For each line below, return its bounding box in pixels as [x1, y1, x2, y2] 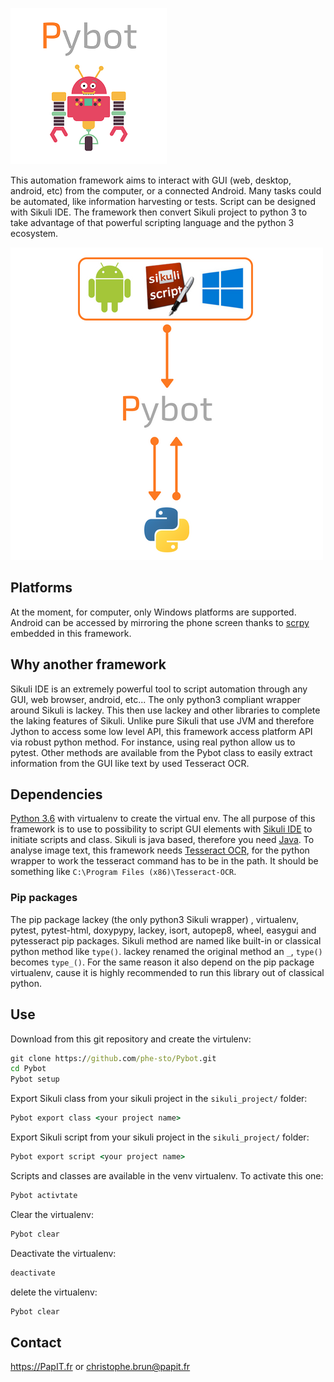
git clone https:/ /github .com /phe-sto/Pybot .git [10, 1053, 217, 1063]
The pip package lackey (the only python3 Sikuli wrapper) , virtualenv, [10, 913, 300, 925]
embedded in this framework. [10, 627, 132, 639]
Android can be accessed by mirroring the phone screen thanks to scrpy [10, 616, 310, 628]
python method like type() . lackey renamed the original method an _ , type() [10, 945, 323, 957]
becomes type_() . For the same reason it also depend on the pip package [10, 956, 315, 968]
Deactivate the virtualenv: [10, 1247, 117, 1259]
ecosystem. [10, 228, 59, 239]
